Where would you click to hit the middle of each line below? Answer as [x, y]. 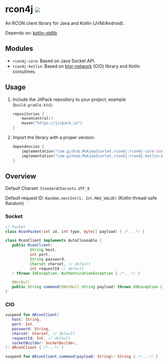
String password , [48, 259]
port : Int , [23, 324]
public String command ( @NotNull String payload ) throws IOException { [87, 287]
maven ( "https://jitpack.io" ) [52, 123]
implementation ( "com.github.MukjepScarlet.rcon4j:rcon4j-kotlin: [92, 156]
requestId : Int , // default [41, 338]
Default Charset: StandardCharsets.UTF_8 [47, 188]
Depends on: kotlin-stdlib [31, 33]
